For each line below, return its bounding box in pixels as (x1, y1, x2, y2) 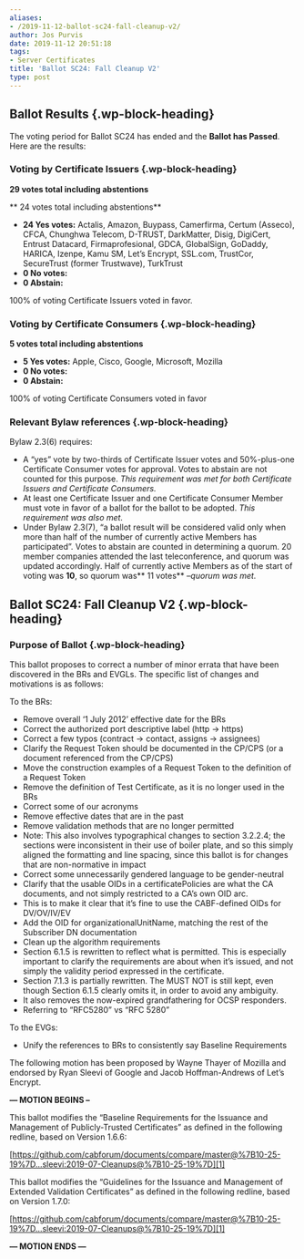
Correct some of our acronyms (22, 801, 139, 812)
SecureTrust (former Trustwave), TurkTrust (22, 257, 184, 269)
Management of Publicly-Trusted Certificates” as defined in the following (9, 1122, 283, 1133)
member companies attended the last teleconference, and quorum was (22, 551, 289, 562)
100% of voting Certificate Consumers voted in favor (9, 393, 208, 404)
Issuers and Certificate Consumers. (22, 483, 157, 494)
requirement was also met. (22, 512, 124, 523)
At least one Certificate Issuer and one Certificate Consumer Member (22, 493, 284, 504)
